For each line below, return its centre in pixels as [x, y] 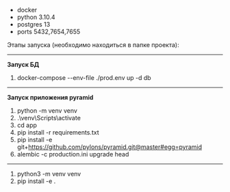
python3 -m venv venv [49, 174]
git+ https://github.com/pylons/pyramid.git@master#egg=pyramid [110, 147]
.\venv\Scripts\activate [49, 118]
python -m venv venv [47, 111]
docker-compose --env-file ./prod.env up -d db [84, 78]
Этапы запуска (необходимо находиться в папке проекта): [93, 45]
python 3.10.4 [36, 17]
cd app [27, 125]
